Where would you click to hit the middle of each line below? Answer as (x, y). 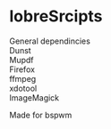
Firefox (22, 69)
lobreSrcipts (56, 16)
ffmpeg (23, 78)
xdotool (23, 88)
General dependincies (50, 41)
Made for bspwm (41, 115)
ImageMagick (34, 97)
